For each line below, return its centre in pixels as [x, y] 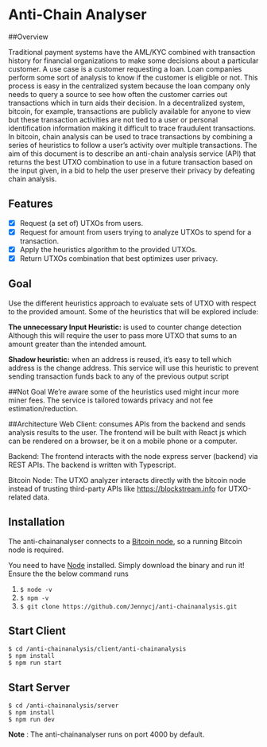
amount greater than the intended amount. [77, 344]
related [20, 497]
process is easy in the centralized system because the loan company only [129, 86]
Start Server [39, 687]
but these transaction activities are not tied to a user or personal [113, 119]
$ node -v [36, 589]
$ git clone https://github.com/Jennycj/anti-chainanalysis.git [128, 606]
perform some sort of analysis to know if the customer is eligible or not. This [133, 77]
